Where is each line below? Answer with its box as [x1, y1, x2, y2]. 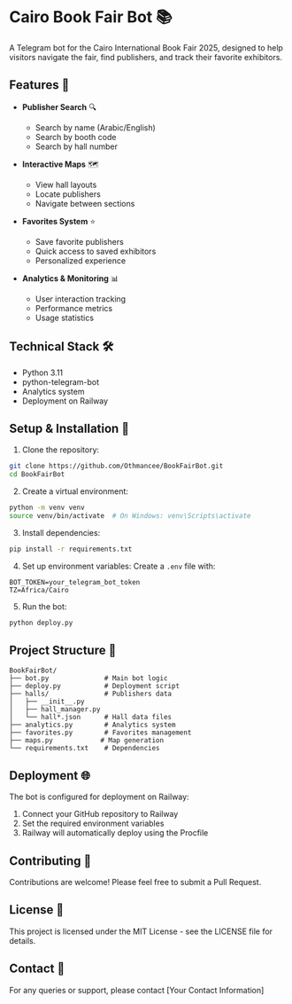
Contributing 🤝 [9, 853, 92, 868]
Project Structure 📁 [9, 643, 117, 658]
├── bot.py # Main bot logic [9, 674, 168, 683]
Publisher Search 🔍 [21, 101, 97, 112]
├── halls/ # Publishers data [9, 689, 173, 699]
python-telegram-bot [21, 376, 100, 387]
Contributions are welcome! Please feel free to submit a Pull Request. [9, 877, 262, 888]
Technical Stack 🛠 [9, 339, 114, 355]
